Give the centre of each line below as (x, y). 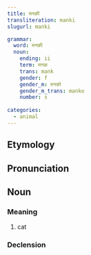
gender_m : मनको (40, 84)
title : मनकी (23, 14)
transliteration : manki (41, 20)
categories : (24, 110)
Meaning (22, 211)
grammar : (20, 39)
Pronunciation (38, 168)
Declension (27, 245)
